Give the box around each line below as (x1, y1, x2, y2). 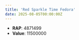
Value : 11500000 (12, 30, 47, 36)
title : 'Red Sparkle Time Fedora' (5, 7, 76, 12)
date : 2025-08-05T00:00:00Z (5, 12, 63, 17)
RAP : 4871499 (12, 25, 42, 31)
